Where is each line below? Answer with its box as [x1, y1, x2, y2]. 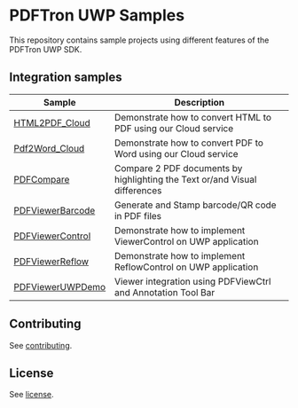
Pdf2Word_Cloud [13, 142, 85, 154]
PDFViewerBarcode [13, 204, 96, 216]
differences [114, 184, 162, 196]
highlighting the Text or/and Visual [114, 173, 257, 185]
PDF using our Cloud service [114, 122, 234, 134]
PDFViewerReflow [13, 255, 90, 267]
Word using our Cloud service [114, 147, 239, 160]
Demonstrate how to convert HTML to [114, 111, 272, 123]
